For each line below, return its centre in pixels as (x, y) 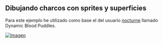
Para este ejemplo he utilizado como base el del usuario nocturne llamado (81, 20)
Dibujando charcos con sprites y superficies (76, 8)
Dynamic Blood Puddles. (31, 25)
